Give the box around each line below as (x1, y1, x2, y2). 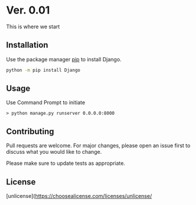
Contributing (6, 126, 54, 136)
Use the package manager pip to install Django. (6, 55, 122, 62)
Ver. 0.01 (6, 4, 50, 17)
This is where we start (6, 23, 60, 30)
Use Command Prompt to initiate (6, 99, 86, 106)
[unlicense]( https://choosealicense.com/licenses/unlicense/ (6, 193, 152, 200)
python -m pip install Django (6, 67, 81, 73)
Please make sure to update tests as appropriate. (6, 160, 126, 167)
